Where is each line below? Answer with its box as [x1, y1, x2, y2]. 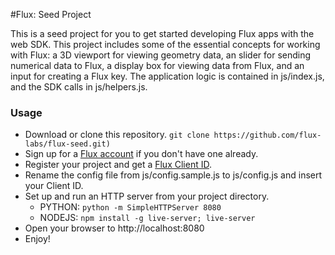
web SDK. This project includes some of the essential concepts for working [10, 39, 321, 50]
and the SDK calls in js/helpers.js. [10, 81, 148, 93]
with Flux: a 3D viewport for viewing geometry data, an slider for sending [10, 49, 312, 61]
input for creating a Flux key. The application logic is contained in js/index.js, [10, 70, 325, 82]
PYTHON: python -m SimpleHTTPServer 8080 [39, 201, 222, 213]
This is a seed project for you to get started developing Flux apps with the [10, 28, 315, 39]
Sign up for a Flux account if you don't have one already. [24, 148, 259, 160]
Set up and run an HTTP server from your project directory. [24, 190, 270, 203]
